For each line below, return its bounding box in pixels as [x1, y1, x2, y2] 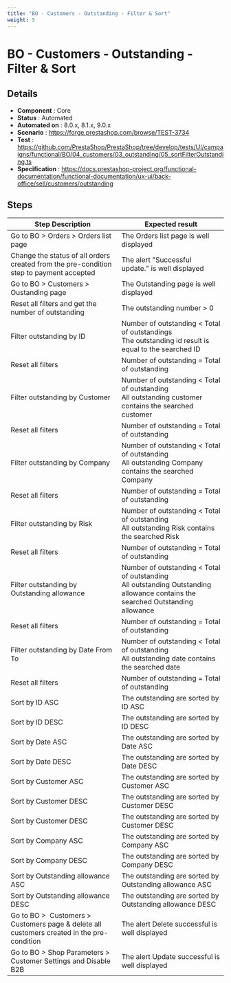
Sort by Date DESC [10, 757, 71, 766]
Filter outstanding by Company [10, 458, 110, 467]
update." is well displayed [121, 264, 204, 274]
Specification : [16, 164, 60, 173]
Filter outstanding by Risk [10, 519, 93, 529]
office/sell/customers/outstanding [16, 179, 113, 188]
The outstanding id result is [121, 336, 210, 346]
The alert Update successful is [121, 952, 220, 962]
